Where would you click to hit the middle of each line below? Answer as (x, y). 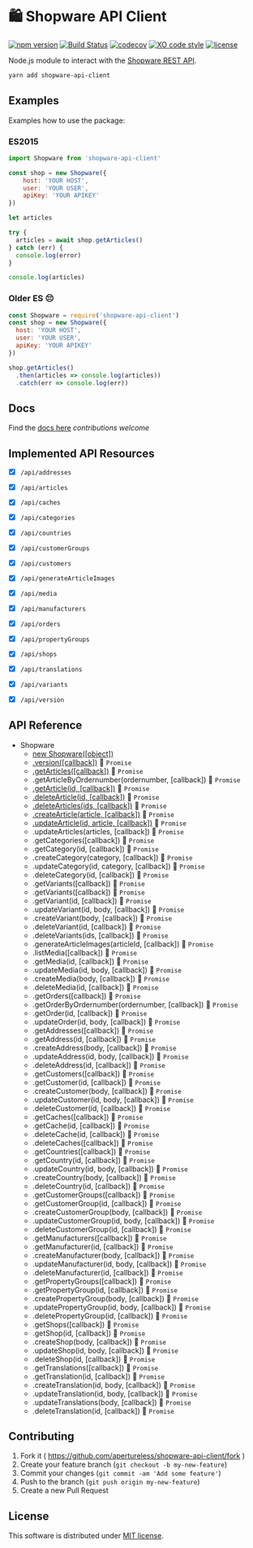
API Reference (45, 726)
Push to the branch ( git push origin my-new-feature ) (110, 1482)
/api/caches (40, 503)
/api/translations (51, 670)
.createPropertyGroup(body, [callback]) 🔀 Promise (115, 1298)
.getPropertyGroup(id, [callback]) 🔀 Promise (105, 1290)
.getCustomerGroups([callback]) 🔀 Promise (103, 1195)
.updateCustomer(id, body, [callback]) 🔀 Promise (113, 1100)
